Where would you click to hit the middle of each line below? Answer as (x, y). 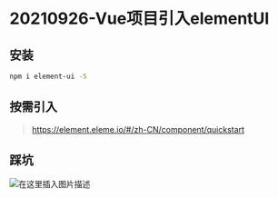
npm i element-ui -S (49, 76)
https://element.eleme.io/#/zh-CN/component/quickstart (138, 129)
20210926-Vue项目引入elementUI (139, 19)
